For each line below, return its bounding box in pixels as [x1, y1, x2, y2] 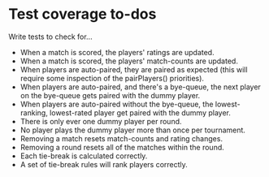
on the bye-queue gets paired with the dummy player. [20, 90, 201, 100]
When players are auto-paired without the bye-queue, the [20, 99, 214, 109]
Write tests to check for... [8, 32, 93, 41]
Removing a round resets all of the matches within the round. [20, 142, 225, 152]
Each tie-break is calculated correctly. [20, 151, 148, 161]
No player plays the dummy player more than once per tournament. [20, 125, 246, 135]
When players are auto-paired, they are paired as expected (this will [20, 64, 248, 74]
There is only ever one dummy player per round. [20, 116, 182, 126]
